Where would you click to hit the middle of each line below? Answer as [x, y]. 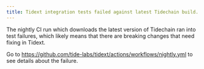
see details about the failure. [42, 60]
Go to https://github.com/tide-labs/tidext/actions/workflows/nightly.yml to [100, 54]
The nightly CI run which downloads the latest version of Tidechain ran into [101, 29]
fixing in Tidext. [26, 42]
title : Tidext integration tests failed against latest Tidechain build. [103, 12]
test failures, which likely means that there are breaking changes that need [100, 36]
